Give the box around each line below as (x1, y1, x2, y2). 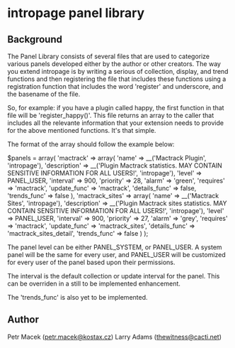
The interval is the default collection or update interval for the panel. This (7, 272, 220, 280)
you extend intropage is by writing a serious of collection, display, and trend (7, 67, 229, 75)
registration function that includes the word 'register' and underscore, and (7, 82, 224, 90)
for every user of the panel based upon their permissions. (7, 258, 176, 266)
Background (7, 33, 62, 45)
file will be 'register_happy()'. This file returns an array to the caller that (7, 112, 214, 119)
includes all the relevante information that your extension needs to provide (7, 119, 224, 127)
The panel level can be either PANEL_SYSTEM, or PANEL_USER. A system (7, 243, 222, 251)
